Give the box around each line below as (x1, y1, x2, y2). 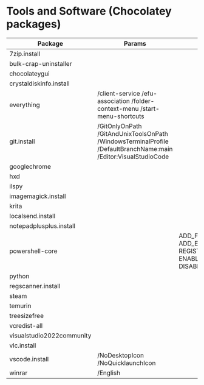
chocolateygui (9, 69, 50, 77)
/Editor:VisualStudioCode (97, 152, 169, 161)
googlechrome (9, 162, 52, 171)
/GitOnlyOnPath (97, 122, 142, 130)
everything (9, 101, 41, 109)
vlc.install (9, 341, 36, 350)
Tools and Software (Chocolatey (6, 4, 172, 18)
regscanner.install (9, 281, 61, 290)
